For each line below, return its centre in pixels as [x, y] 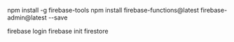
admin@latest [27, 17]
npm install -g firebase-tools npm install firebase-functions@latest [103, 10]
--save [58, 17]
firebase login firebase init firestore [58, 31]
